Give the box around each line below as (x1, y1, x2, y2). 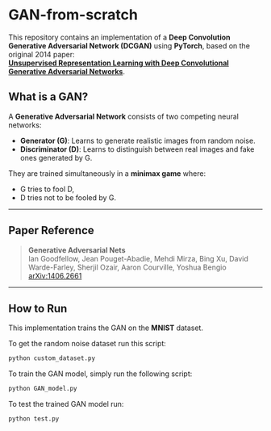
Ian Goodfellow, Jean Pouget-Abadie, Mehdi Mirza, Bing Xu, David (27, 253, 248, 263)
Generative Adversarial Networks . (8, 66, 125, 76)
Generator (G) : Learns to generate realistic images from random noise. (19, 136, 256, 145)
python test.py (8, 415, 60, 423)
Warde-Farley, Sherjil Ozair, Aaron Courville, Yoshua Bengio (27, 262, 227, 272)
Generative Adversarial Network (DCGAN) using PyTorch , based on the (8, 40, 250, 50)
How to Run (8, 301, 68, 316)
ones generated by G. (19, 153, 93, 162)
